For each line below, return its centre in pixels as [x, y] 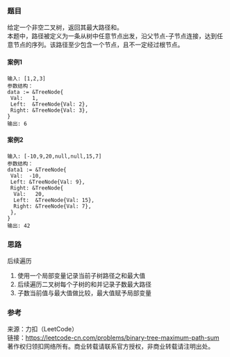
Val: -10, [26, 176]
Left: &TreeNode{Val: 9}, [48, 182]
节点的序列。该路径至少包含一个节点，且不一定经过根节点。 [98, 45]
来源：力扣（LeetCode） [43, 329]
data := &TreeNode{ [35, 92]
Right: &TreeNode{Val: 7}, [52, 206]
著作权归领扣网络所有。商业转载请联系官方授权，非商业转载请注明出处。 [110, 347]
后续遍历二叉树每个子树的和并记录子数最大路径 [84, 284]
